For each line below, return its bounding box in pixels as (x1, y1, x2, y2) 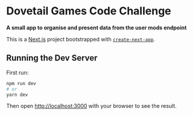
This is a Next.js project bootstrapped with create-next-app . (6, 35, 156, 43)
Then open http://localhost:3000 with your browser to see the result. (6, 102, 177, 110)
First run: (6, 69, 29, 76)
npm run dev (6, 80, 36, 86)
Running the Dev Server (6, 53, 98, 63)
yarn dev (6, 92, 28, 98)
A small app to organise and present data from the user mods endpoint (6, 24, 187, 31)
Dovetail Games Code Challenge (6, 4, 172, 18)
